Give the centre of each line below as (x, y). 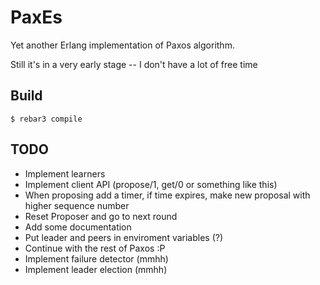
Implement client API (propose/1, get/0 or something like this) (151, 184)
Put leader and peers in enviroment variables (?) (124, 237)
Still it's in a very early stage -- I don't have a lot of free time (134, 64)
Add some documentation (78, 227)
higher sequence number (77, 205)
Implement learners (65, 173)
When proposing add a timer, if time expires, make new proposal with (167, 195)
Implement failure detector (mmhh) (96, 258)
